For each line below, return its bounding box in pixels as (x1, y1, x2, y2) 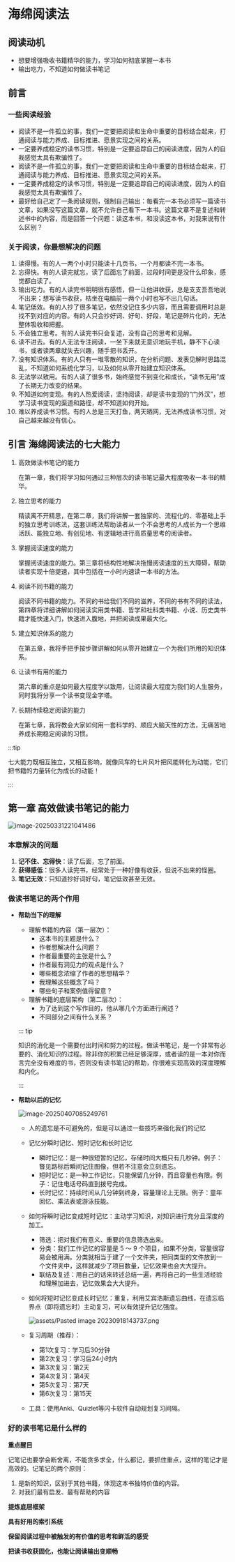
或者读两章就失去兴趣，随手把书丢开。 (30, 346, 141, 354)
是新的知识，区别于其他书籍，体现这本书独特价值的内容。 (17, 1479, 183, 1487)
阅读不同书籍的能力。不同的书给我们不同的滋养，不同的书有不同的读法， (17, 597, 226, 605)
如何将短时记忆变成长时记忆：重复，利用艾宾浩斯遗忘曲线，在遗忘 (28, 1294, 218, 1303)
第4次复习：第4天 (38, 1372, 90, 1381)
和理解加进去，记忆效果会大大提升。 (38, 1279, 144, 1287)
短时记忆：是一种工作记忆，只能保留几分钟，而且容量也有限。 (38, 1171, 217, 1179)
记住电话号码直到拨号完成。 (51, 1180, 131, 1188)
